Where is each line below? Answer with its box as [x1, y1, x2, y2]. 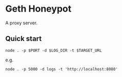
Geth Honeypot [5, 3, 72, 15]
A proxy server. [5, 20, 37, 26]
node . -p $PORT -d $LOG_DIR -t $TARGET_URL [5, 48, 102, 53]
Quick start [5, 34, 42, 43]
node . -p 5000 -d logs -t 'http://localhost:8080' [5, 66, 118, 71]
